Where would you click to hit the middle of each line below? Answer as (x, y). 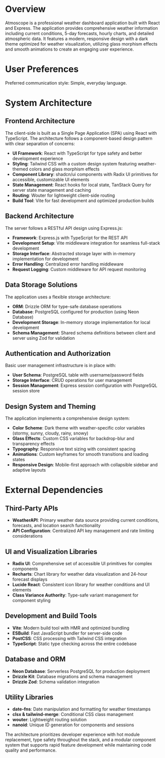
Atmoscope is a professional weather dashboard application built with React (82, 23)
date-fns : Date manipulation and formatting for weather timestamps (81, 709)
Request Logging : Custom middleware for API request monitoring (79, 269)
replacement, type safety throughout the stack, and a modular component (81, 740)
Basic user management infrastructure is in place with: (61, 366)
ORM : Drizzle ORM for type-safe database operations (67, 306)
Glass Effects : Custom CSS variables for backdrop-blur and (73, 438)
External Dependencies (54, 490)
